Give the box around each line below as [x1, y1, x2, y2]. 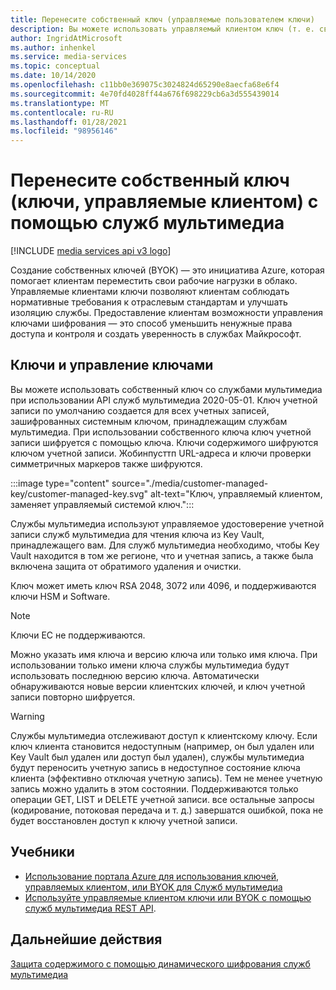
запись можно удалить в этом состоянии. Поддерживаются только [10, 782, 299, 795]
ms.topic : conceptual [10, 61, 101, 71]
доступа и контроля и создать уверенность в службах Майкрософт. [10, 328, 302, 340]
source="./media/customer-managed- [111, 477, 269, 489]
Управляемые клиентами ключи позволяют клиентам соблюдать [10, 286, 290, 298]
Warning [10, 710, 45, 722]
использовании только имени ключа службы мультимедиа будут [10, 659, 290, 671]
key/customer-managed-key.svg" [10, 487, 149, 500]
